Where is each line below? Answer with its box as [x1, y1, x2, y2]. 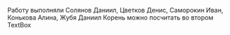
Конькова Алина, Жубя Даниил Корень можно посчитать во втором [7, 13, 214, 22]
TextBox [7, 21, 32, 29]
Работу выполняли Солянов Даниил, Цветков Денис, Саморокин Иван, [7, 6, 224, 14]
